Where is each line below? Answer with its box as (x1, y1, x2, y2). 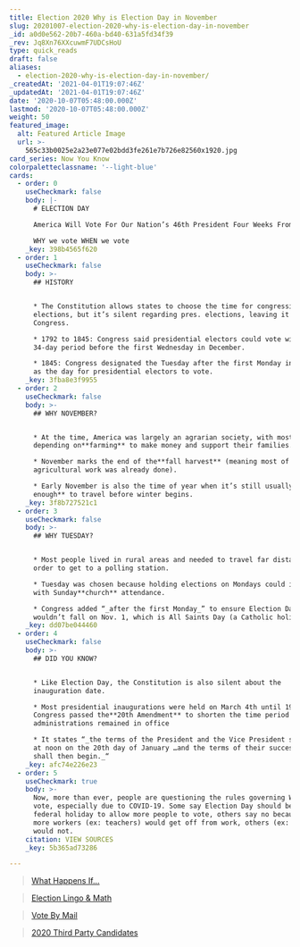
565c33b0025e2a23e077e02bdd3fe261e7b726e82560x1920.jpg (25, 146, 238, 155)
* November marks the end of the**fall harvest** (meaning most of (32, 457, 290, 466)
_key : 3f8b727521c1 (25, 498, 98, 507)
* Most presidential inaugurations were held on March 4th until (32, 702, 281, 711)
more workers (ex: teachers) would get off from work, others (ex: (32, 818, 290, 827)
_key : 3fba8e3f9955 (25, 376, 98, 385)
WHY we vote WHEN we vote (32, 236, 129, 246)
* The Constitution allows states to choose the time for (32, 302, 254, 311)
